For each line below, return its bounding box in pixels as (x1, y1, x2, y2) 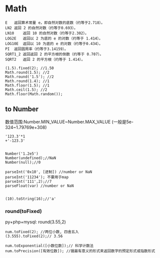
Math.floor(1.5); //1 (5, 83, 50, 88)
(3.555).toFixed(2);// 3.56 (5, 234, 63, 239)
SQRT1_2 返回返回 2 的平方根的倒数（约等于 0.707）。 (5, 51, 104, 57)
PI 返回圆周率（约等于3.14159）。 (5, 46, 68, 51)
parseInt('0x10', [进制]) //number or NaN (5, 169, 92, 174)
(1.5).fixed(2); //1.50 (5, 65, 54, 71)
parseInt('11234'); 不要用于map (5, 174, 69, 179)
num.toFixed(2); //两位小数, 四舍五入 (5, 229, 79, 235)
